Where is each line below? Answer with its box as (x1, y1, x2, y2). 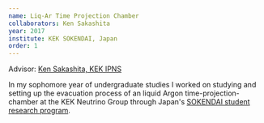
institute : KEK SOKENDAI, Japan (8, 34, 117, 43)
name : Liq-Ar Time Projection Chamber (8, 11, 139, 20)
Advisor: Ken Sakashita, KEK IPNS (8, 64, 122, 74)
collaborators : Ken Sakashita (8, 19, 111, 28)
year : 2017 (8, 27, 45, 35)
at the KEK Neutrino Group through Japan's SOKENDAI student (40, 97, 250, 107)
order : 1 (8, 42, 38, 50)
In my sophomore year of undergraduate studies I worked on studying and (8, 80, 257, 90)
